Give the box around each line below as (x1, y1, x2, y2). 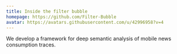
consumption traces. (6, 41, 56, 48)
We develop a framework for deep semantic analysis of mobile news (6, 35, 172, 42)
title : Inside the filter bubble (6, 8, 88, 15)
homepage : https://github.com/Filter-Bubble (6, 14, 117, 20)
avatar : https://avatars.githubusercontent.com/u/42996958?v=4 (6, 19, 164, 25)
